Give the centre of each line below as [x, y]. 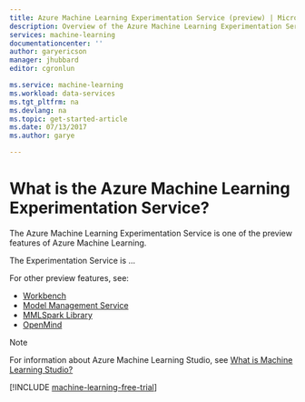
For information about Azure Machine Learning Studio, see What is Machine [151, 359]
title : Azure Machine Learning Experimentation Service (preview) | [142, 18]
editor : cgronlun [42, 69]
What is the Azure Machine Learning [150, 189]
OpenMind [42, 325]
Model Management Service [75, 305]
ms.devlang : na [38, 110]
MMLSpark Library [58, 315]
